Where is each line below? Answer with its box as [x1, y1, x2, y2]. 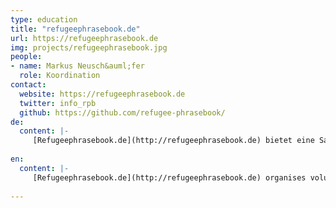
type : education [10, 14, 78, 25]
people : [10, 52, 43, 62]
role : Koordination [19, 71, 101, 81]
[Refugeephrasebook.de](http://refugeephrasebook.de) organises [32, 172, 307, 183]
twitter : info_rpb [19, 98, 97, 108]
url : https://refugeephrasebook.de [10, 33, 159, 43]
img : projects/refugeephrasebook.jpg [10, 42, 168, 53]
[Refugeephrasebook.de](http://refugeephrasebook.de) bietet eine [32, 136, 315, 146]
